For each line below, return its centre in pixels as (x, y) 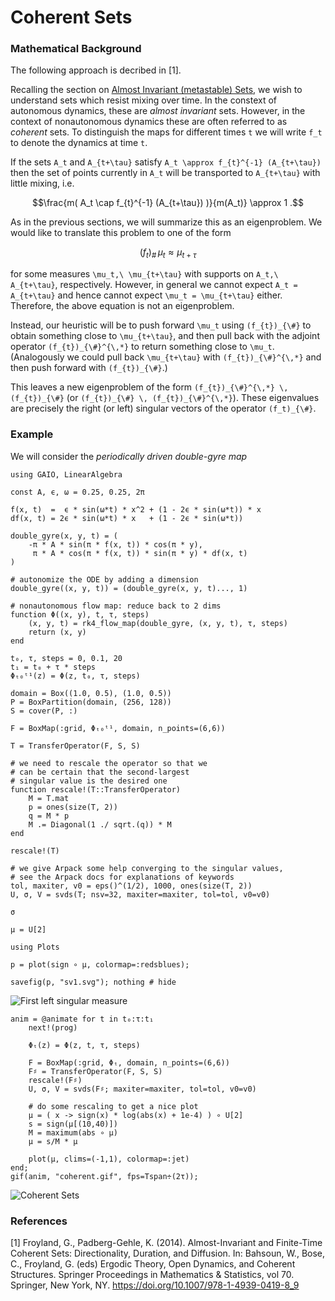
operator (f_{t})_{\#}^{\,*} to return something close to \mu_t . (142, 347)
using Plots (35, 947)
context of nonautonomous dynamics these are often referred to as (149, 122)
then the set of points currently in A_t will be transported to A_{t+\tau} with (165, 173)
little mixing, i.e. (42, 183)
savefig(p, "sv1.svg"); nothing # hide (93, 982)
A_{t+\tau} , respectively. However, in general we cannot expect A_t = (154, 285)
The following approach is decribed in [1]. (96, 70)
